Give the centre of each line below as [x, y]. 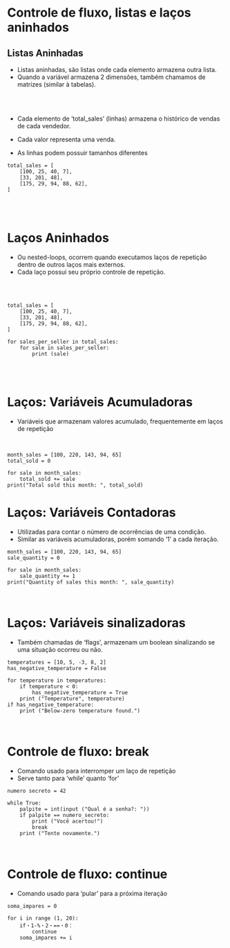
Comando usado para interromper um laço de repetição [96, 771]
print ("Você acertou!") [68, 821]
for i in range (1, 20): [43, 918]
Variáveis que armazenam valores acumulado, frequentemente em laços [120, 421]
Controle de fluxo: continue [87, 874]
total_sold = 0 [29, 461]
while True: [24, 803]
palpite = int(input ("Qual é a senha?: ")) [85, 809]
